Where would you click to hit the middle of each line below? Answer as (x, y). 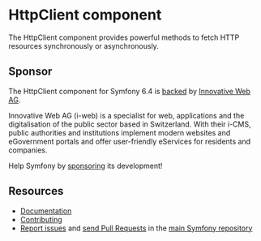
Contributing (41, 219)
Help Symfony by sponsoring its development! (86, 166)
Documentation (46, 211)
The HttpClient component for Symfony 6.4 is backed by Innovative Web (130, 91)
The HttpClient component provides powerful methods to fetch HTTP (124, 37)
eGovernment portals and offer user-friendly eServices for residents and (130, 141)
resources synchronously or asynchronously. (84, 45)
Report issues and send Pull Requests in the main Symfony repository (136, 228)
